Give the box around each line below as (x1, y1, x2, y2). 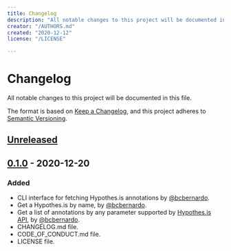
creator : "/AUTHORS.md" (7, 23, 76, 29)
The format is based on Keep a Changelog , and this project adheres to (7, 107, 206, 115)
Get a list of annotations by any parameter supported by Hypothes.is (16, 208, 212, 217)
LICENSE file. (16, 237, 55, 246)
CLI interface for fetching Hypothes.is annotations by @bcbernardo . (16, 193, 210, 202)
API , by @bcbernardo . (16, 215, 80, 224)
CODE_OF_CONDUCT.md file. (16, 230, 101, 239)
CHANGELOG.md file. (16, 223, 79, 231)
